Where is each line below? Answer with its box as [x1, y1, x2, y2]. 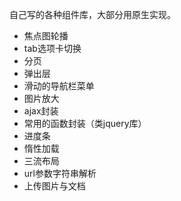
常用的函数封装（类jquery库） [23, 118, 147, 129]
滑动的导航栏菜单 [23, 80, 95, 92]
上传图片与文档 [23, 180, 86, 192]
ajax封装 [23, 105, 59, 117]
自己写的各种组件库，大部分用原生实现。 [9, 9, 176, 20]
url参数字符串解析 [23, 168, 97, 179]
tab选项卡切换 [23, 43, 82, 54]
